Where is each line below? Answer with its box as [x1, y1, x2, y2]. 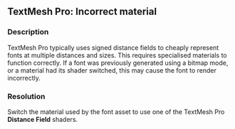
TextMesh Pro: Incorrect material [7, 6, 157, 18]
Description [7, 27, 49, 37]
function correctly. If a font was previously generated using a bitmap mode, [7, 58, 229, 67]
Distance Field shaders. [7, 115, 78, 123]
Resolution [7, 91, 46, 101]
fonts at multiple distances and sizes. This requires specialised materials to [7, 51, 228, 59]
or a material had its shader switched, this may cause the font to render [7, 66, 217, 74]
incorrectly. [7, 73, 41, 82]
